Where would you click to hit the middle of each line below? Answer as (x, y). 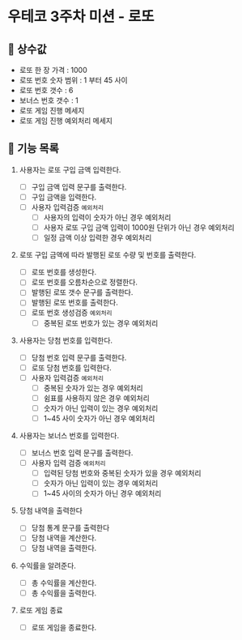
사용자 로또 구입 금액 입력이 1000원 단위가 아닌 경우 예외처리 (139, 228)
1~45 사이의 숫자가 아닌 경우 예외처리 (102, 493)
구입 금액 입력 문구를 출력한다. (79, 186)
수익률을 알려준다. (47, 565)
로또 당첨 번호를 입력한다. (72, 367)
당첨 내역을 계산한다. (64, 538)
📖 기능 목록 (34, 149)
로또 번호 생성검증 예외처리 (72, 313)
